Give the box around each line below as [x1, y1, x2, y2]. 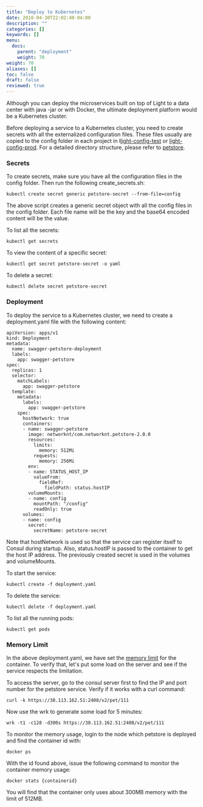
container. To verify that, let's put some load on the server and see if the [6, 660, 187, 668]
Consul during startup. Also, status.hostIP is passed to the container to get [6, 545, 193, 552]
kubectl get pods [6, 626, 50, 632]
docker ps [6, 748, 32, 755]
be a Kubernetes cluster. [6, 112, 68, 120]
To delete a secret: [6, 272, 53, 279]
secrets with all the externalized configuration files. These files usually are [6, 131, 192, 138]
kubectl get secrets [6, 239, 59, 245]
